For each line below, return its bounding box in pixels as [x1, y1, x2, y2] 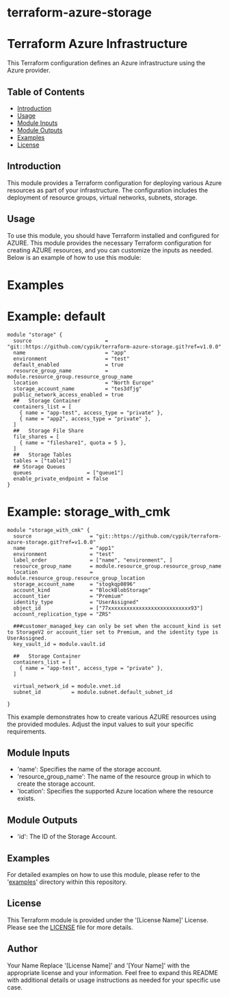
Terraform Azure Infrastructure [7, 36, 188, 52]
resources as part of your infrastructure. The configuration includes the [7, 186, 208, 194]
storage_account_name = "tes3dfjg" [13, 385, 142, 392]
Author [7, 943, 38, 954]
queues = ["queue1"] [13, 469, 124, 476]
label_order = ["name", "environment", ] [13, 557, 173, 564]
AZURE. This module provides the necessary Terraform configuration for [7, 239, 212, 247]
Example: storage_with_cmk [7, 504, 171, 519]
